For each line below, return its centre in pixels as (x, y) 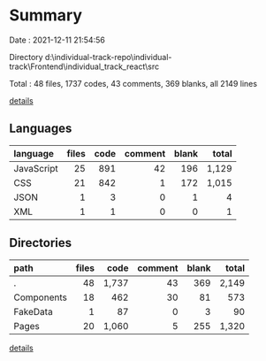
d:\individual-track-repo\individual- (108, 57)
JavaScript (36, 168)
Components (41, 297)
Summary (46, 15)
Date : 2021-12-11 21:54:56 (57, 40)
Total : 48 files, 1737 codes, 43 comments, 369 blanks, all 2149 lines (133, 83)
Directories (41, 243)
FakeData (33, 311)
